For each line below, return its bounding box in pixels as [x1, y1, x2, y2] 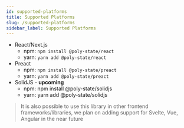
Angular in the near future [20, 116, 84, 123]
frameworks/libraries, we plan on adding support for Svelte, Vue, [20, 109, 179, 116]
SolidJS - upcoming [14, 79, 64, 86]
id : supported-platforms [6, 8, 67, 15]
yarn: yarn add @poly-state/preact [23, 73, 109, 80]
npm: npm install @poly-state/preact [23, 66, 117, 74]
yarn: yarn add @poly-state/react [23, 54, 107, 61]
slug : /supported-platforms [6, 19, 75, 25]
